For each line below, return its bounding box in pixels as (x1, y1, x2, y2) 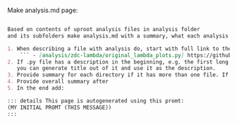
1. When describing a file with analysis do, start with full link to (7, 45, 219, 52)
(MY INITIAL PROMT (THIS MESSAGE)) (7, 104, 112, 111)
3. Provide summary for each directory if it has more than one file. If (7, 71, 229, 78)
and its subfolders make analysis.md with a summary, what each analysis (7, 32, 229, 40)
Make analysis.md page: (7, 6, 78, 14)
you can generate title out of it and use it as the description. (16, 65, 217, 72)
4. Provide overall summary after (7, 78, 109, 86)
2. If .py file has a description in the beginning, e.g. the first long (7, 58, 229, 66)
